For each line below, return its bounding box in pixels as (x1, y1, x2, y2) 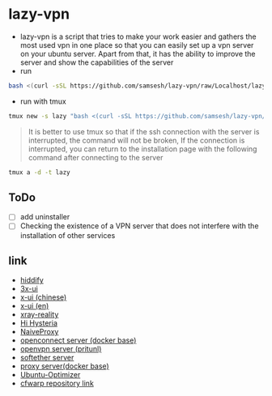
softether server (19, 353, 74, 363)
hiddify (19, 275, 45, 285)
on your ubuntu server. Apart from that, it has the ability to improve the (19, 49, 257, 58)
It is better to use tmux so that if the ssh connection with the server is (28, 126, 260, 136)
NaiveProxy (19, 327, 59, 337)
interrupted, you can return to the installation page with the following (28, 143, 257, 154)
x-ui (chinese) (19, 292, 67, 302)
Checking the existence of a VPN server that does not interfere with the (19, 221, 259, 231)
